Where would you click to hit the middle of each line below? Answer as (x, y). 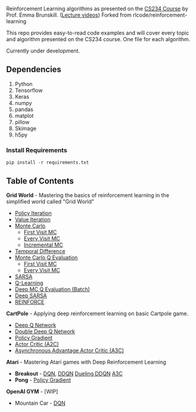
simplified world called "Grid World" (50, 201)
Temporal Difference (40, 251)
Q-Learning (29, 282)
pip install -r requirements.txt (48, 163)
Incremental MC (43, 245)
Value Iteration (32, 219)
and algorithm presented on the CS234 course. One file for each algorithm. (98, 39)
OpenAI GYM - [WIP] (32, 391)
